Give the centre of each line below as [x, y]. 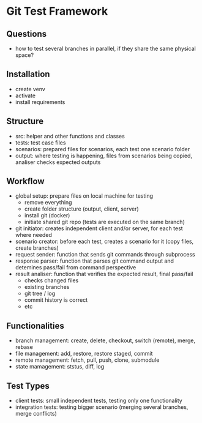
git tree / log [40, 294]
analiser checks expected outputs [58, 162]
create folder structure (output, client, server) [81, 209]
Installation [28, 74]
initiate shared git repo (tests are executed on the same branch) [104, 222]
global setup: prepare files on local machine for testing [84, 196]
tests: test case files [40, 143]
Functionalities [35, 326]
